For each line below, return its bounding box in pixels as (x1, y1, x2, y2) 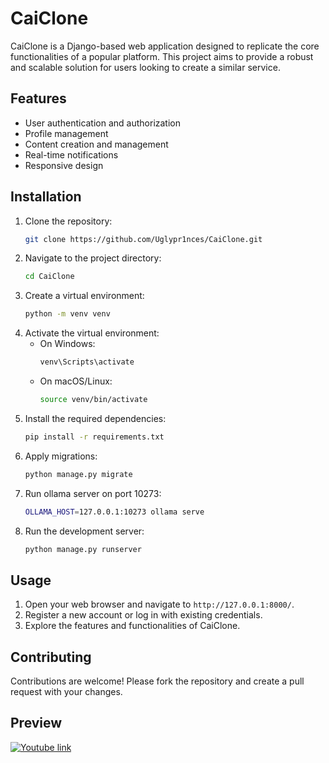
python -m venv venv (24, 309, 111, 319)
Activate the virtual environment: (24, 327, 160, 339)
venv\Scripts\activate (39, 357, 135, 367)
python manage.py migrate (24, 469, 133, 479)
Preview (10, 715, 63, 732)
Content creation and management (24, 138, 169, 150)
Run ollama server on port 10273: (24, 487, 162, 499)
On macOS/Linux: (39, 375, 113, 387)
